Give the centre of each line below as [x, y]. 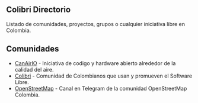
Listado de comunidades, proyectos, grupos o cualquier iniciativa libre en [96, 24]
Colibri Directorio [39, 10]
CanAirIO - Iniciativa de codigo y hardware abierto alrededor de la [95, 63]
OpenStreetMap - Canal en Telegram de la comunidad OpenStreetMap [101, 88]
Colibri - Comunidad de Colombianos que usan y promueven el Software [103, 76]
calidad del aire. [34, 69]
